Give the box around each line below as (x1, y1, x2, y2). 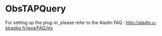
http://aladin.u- (125, 19, 157, 25)
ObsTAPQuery (5, 3, 66, 14)
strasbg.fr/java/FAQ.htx (5, 24, 53, 30)
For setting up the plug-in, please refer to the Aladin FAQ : (5, 19, 125, 25)
